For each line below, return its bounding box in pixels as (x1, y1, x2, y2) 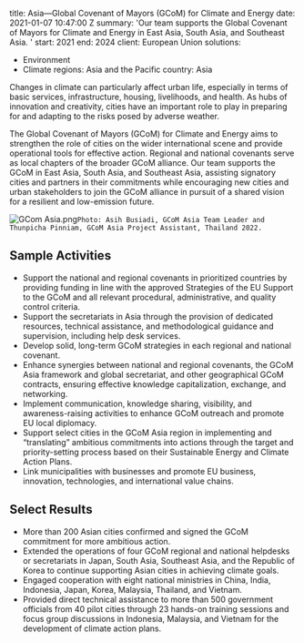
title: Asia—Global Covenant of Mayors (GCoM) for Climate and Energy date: (9, 8, 296, 18)
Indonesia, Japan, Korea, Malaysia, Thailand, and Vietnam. (22, 584, 243, 595)
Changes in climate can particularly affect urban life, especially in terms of (9, 82, 289, 92)
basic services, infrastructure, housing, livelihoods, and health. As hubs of (9, 91, 289, 102)
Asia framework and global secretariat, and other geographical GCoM (22, 369, 285, 380)
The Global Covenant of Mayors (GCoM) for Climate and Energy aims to (9, 128, 279, 139)
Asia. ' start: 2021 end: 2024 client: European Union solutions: (9, 36, 241, 47)
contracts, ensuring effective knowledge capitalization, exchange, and (22, 378, 287, 390)
